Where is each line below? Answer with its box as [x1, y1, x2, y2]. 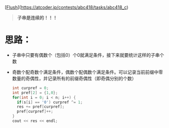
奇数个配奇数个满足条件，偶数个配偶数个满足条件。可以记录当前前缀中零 [12, 69, 163, 75]
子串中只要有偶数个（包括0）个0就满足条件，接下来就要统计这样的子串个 [12, 52, 164, 58]
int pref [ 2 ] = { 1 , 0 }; [12, 90, 58, 95]
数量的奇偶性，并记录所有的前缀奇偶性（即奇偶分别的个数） [12, 75, 137, 81]
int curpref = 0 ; [12, 86, 49, 91]
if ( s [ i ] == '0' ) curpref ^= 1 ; [17, 100, 83, 105]
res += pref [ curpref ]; [17, 104, 65, 109]
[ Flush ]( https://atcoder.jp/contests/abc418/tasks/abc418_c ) [5, 5, 129, 10]
